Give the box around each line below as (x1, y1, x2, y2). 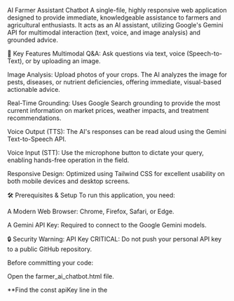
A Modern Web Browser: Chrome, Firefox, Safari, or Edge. (7, 207, 174, 215)
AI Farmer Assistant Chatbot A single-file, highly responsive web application (7, 6, 227, 14)
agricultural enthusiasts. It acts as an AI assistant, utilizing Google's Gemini (7, 21, 223, 29)
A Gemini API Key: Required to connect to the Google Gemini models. (7, 221, 207, 229)
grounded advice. (7, 36, 58, 44)
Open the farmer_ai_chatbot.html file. (7, 272, 114, 280)
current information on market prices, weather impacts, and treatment (7, 107, 209, 114)
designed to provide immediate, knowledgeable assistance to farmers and (7, 13, 221, 22)
